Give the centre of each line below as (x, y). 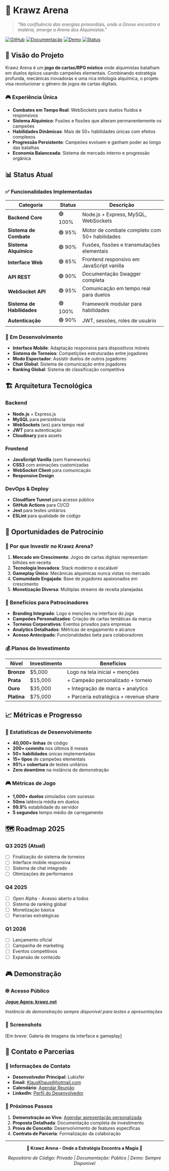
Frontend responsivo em (111, 259)
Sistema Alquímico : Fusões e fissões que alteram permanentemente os (87, 121)
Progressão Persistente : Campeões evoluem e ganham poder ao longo (87, 142)
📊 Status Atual (29, 175)
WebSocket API (27, 291)
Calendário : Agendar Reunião (43, 1088)
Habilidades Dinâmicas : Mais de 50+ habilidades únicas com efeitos (84, 131)
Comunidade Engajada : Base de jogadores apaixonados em (75, 579)
